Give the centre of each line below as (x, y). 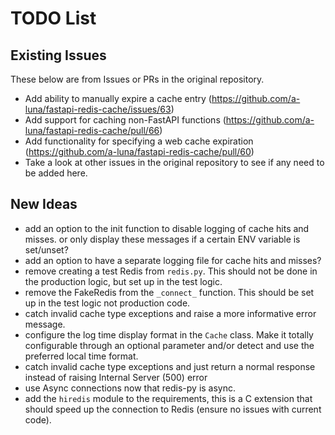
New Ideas (44, 204)
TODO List (53, 18)
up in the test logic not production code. (107, 303)
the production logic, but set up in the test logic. (123, 281)
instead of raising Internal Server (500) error (116, 377)
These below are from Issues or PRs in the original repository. (137, 79)
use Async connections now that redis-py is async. (130, 388)
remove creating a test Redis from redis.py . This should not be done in (171, 271)
